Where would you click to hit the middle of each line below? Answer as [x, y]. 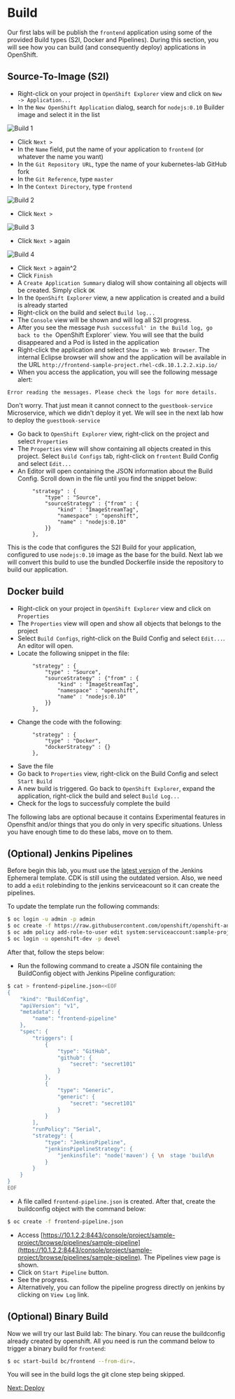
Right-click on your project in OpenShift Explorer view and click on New [120, 93]
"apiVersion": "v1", [50, 1006]
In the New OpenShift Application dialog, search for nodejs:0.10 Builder [121, 107]
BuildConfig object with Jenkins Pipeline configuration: [97, 973]
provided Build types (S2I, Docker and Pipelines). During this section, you [113, 39]
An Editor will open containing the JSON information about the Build [115, 471]
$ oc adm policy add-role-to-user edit [65, 932]
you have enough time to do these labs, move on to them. [90, 832]
